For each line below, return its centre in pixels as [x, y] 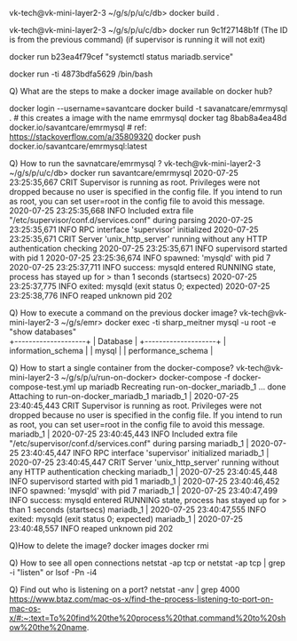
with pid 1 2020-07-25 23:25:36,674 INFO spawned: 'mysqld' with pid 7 [140, 258]
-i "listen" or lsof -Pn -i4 [53, 572]
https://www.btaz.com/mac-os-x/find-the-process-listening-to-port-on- [141, 599]
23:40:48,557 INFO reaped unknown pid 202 [91, 529]
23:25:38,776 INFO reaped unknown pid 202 [91, 296]
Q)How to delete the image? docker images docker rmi [109, 545]
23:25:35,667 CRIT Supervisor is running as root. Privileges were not [135, 182]
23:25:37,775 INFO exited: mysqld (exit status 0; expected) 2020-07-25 [140, 286]
